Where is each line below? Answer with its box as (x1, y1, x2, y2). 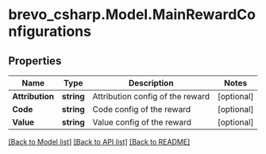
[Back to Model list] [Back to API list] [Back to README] (8, 137, 191, 146)
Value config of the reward (92, 117, 192, 128)
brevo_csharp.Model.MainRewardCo (8, 6, 256, 24)
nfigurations (8, 22, 91, 40)
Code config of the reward (92, 104, 191, 114)
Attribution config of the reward (92, 91, 210, 102)
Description (128, 78, 174, 88)
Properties (8, 54, 62, 67)
